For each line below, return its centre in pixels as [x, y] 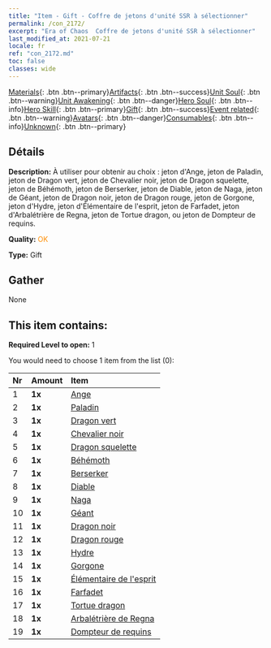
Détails [26, 152]
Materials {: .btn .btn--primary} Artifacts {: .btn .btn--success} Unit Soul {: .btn [135, 92]
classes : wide [32, 69]
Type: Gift [25, 255]
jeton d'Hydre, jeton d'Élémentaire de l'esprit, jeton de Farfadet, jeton [124, 206]
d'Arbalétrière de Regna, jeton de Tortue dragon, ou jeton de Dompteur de [132, 214]
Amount [47, 381]
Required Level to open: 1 [52, 345]
